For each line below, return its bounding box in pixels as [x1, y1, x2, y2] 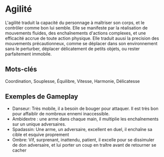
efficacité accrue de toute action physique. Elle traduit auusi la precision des [5, 35, 159, 41]
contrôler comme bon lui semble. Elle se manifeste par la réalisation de [5, 25, 148, 30]
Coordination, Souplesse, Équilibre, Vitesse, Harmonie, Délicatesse [5, 78, 140, 84]
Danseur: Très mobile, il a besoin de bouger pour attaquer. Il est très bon [12, 105, 159, 111]
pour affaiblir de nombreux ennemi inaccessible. [12, 110, 110, 116]
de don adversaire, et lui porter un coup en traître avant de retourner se [12, 142, 157, 148]
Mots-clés [5, 65, 37, 74]
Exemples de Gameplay [5, 92, 78, 101]
